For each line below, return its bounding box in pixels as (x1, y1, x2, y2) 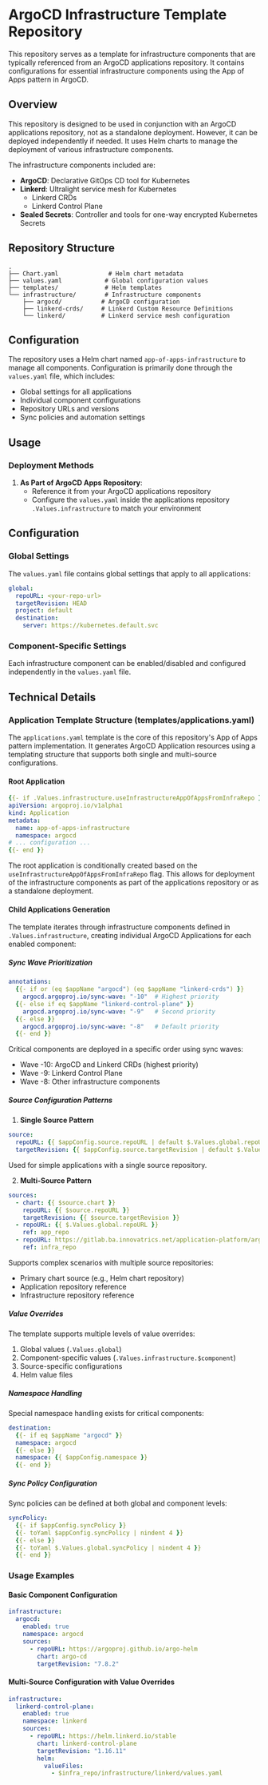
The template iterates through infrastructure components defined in (8, 922, 231, 932)
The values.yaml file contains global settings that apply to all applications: (8, 568, 251, 578)
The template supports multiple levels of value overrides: (8, 1329, 195, 1338)
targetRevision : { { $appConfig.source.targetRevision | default (15, 1146, 234, 1154)
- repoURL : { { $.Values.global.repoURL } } (15, 1221, 159, 1229)
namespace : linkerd (22, 1717, 88, 1726)
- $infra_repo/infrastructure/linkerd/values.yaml (50, 1769, 223, 1778)
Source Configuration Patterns (8, 1095, 113, 1105)
